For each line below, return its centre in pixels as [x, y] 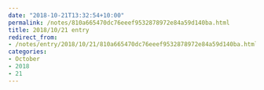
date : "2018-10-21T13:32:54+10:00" [66, 15]
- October [24, 59]
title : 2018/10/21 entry [49, 30]
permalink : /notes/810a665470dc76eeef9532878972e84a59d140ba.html [119, 23]
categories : [27, 52]
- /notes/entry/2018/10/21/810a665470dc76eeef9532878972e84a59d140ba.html [133, 45]
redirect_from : [33, 37]
